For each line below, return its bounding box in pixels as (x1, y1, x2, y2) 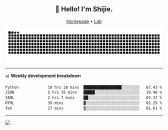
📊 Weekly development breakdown (5, 72, 81, 78)
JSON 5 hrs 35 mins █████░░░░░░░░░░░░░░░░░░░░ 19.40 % (5, 90, 162, 95)
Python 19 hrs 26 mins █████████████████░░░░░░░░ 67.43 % (5, 84, 162, 90)
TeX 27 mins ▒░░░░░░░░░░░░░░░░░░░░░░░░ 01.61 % (5, 106, 162, 111)
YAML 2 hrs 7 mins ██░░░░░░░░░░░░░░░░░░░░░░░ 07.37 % (5, 95, 162, 100)
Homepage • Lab (66, 18, 102, 24)
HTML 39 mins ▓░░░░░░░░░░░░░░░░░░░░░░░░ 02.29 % (5, 100, 162, 105)
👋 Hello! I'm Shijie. (55, 5, 113, 13)
